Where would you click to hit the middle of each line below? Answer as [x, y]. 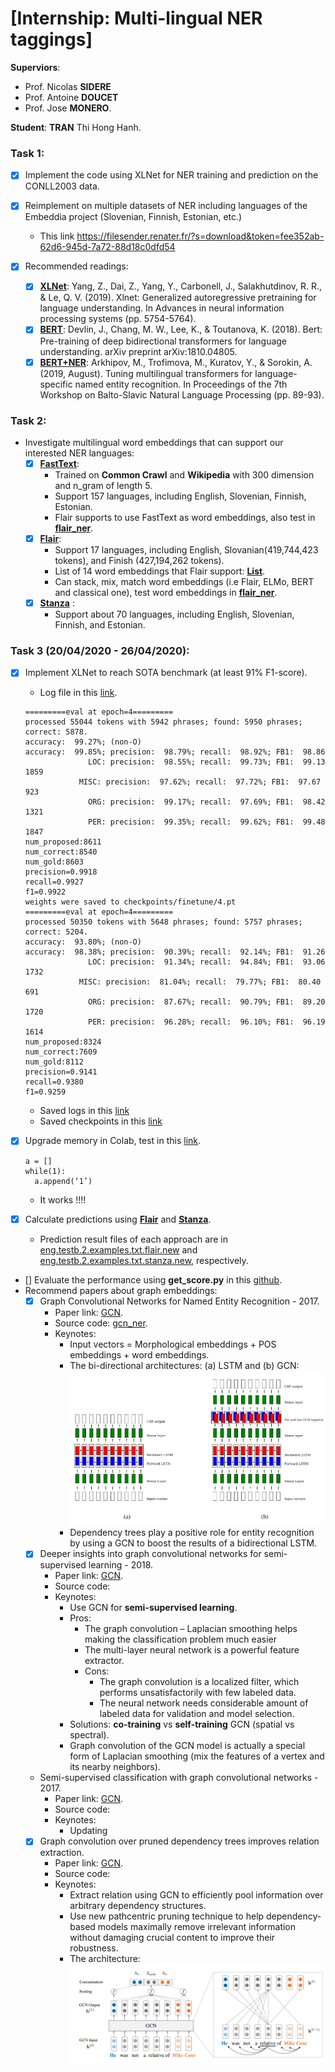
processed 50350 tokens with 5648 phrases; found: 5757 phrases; [163, 922]
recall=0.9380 [54, 1082]
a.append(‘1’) [63, 1181]
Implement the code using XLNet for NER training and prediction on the [171, 175]
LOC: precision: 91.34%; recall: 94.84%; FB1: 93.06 [207, 962]
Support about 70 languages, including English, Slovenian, [174, 614]
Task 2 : [28, 420]
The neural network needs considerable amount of [204, 1703]
